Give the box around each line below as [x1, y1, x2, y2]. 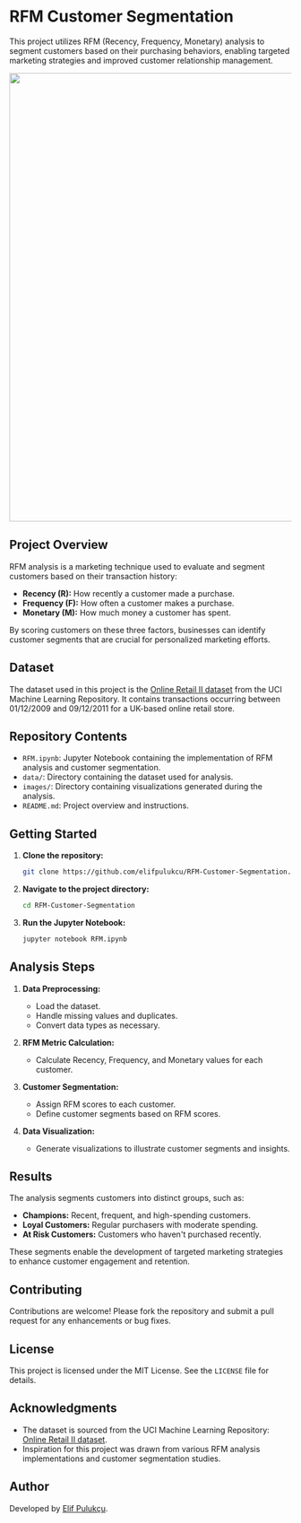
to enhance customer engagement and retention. [9, 1256, 191, 1266]
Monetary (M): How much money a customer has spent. [21, 607, 231, 618]
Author [9, 1479, 49, 1494]
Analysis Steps [9, 960, 96, 975]
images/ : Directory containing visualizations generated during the [21, 781, 262, 792]
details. [9, 1375, 37, 1386]
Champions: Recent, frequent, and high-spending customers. [21, 1210, 251, 1221]
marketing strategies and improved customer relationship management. [9, 55, 273, 65]
